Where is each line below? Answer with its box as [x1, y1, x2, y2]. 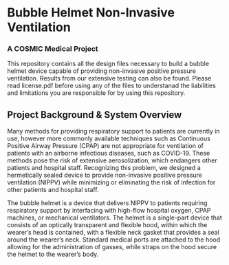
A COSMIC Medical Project [7, 44, 98, 54]
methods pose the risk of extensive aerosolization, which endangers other [7, 156, 218, 165]
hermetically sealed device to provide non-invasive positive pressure [7, 171, 203, 180]
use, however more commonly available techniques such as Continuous [7, 134, 211, 142]
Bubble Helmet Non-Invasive [7, 5, 175, 21]
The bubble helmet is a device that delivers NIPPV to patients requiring [7, 199, 208, 207]
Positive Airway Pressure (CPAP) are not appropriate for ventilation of [7, 142, 204, 150]
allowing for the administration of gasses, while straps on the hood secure [7, 243, 217, 251]
